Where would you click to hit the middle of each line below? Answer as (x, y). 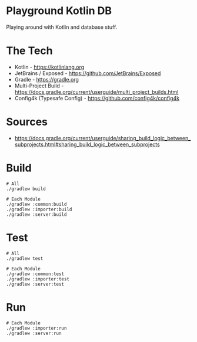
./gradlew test (25, 258)
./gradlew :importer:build (39, 209)
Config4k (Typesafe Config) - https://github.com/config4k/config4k (97, 98)
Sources (27, 122)
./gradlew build (26, 189)
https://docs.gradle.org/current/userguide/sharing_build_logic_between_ (103, 138)
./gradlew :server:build (36, 214)
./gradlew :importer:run (36, 328)
